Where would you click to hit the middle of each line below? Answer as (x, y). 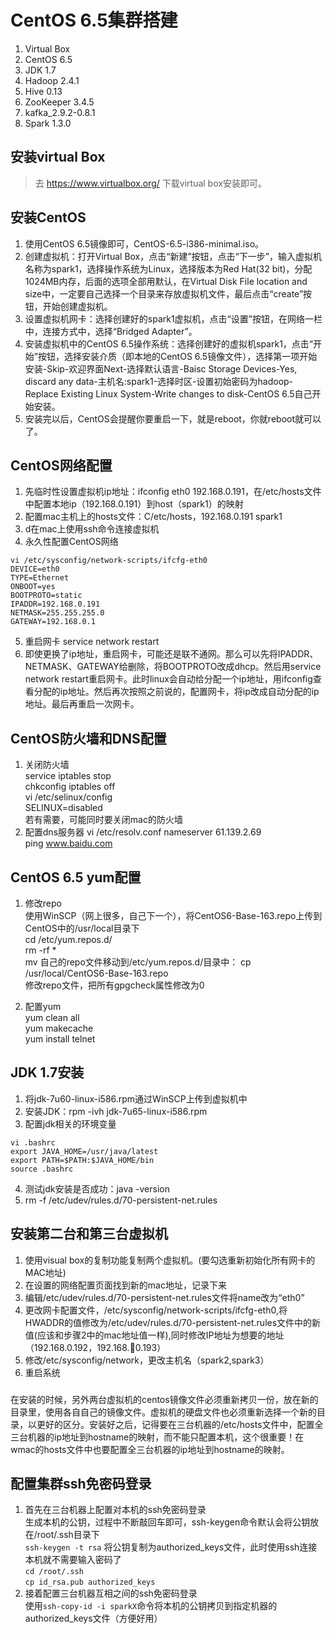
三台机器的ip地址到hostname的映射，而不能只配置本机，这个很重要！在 (157, 1437)
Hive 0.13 (43, 91)
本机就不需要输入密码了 (73, 1560)
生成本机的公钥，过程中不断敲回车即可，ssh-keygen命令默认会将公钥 (167, 1522)
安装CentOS (48, 217)
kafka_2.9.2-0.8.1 (60, 112)
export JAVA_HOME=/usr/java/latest (84, 1151)
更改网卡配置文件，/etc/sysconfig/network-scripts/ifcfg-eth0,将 (156, 1310)
